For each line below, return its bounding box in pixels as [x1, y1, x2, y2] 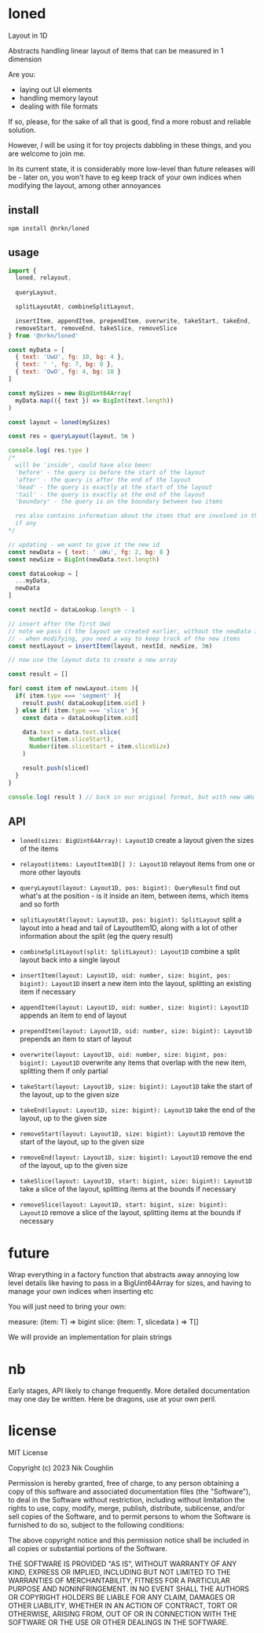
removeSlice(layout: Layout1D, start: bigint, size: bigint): [19, 1201, 228, 1209]
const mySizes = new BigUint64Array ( [8, 389, 132, 397]
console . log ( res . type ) [8, 446, 90, 455]
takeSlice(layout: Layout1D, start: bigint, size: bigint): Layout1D [19, 1177, 253, 1185]
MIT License [8, 1448, 49, 1458]
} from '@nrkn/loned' [8, 331, 79, 339]
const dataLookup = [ [8, 570, 79, 578]
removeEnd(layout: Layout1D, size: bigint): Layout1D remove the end [19, 1152, 253, 1162]
